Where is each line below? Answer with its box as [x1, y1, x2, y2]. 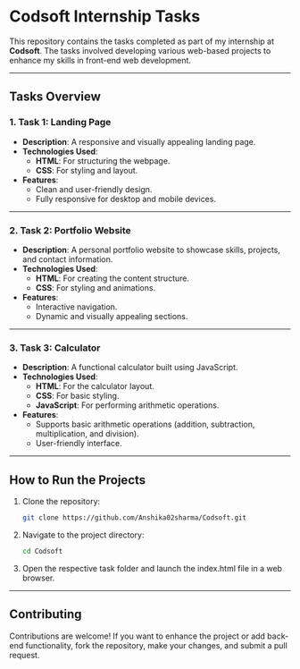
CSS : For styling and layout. [35, 165, 138, 175]
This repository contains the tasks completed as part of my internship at [9, 36, 275, 47]
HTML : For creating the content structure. [35, 273, 190, 284]
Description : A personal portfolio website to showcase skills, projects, [21, 244, 281, 255]
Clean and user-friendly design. [35, 183, 153, 194]
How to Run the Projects [9, 472, 146, 487]
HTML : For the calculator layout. [35, 381, 154, 392]
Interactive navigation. [35, 301, 118, 312]
